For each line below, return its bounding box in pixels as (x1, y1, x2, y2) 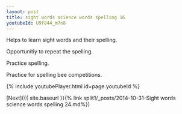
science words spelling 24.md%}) (6, 101, 90, 108)
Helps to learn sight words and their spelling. (6, 37, 118, 44)
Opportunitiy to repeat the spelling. (6, 48, 93, 55)
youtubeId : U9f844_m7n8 (6, 20, 66, 26)
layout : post (6, 8, 39, 15)
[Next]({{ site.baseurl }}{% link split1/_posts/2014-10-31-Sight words (6, 94, 176, 102)
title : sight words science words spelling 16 (6, 14, 125, 20)
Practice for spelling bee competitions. (6, 71, 102, 79)
